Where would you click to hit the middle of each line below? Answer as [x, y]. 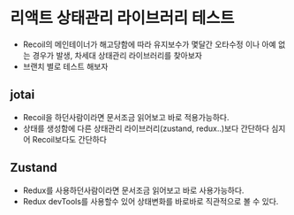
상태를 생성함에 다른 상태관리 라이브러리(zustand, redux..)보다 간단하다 [146, 128]
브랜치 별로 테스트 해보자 [65, 66]
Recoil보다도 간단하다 [69, 139]
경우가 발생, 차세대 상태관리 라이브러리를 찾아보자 [117, 55]
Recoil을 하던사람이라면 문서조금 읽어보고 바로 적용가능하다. [126, 117]
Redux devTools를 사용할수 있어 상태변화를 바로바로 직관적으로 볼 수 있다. [151, 201]
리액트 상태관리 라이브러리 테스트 [122, 18]
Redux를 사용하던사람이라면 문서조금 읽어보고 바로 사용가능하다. [133, 190]
